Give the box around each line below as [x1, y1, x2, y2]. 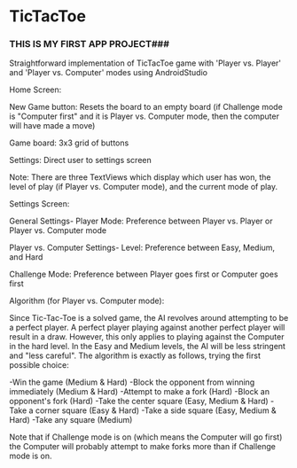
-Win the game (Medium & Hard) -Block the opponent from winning [9, 377, 255, 387]
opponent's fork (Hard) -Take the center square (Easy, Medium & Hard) [9, 396, 269, 407]
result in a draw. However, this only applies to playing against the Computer [9, 331, 285, 342]
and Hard [9, 252, 43, 262]
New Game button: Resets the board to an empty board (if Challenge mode [9, 102, 284, 113]
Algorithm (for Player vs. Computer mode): [9, 295, 165, 307]
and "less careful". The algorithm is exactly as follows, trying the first [9, 350, 262, 361]
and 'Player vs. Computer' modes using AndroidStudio [9, 67, 208, 78]
